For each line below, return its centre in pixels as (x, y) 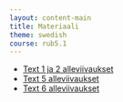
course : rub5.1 (38, 43)
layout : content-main (51, 18)
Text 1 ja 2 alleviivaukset (68, 69)
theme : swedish (38, 35)
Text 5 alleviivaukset (61, 79)
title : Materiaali (44, 26)
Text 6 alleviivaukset (61, 88)
